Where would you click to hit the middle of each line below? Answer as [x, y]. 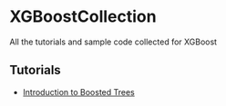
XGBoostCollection [83, 17]
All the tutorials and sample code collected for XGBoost [113, 42]
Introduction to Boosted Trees [78, 92]
